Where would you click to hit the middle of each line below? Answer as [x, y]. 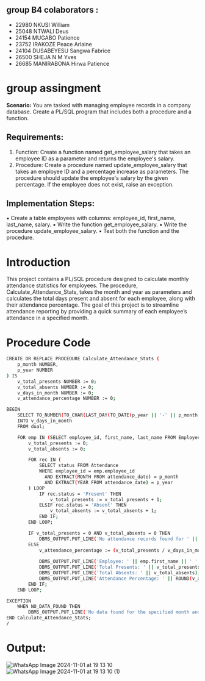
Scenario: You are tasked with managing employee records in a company [99, 105]
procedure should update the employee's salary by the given [92, 178]
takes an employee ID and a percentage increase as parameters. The [102, 171]
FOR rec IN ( [45, 460]
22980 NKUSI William [42, 24]
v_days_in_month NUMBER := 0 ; [56, 393]
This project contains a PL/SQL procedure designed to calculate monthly [98, 279]
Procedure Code [49, 342]
